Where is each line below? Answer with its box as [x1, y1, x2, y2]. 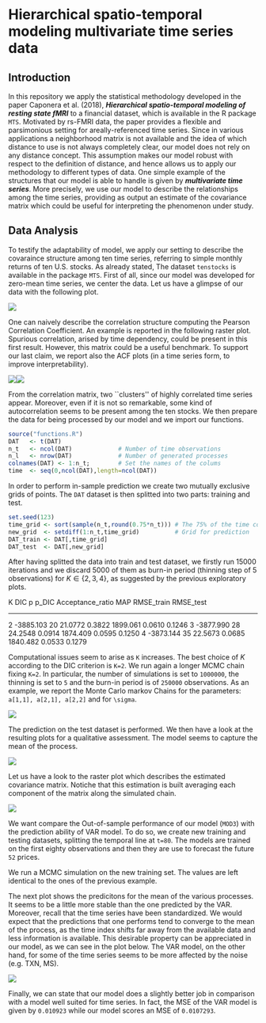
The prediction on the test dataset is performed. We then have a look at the [8, 724, 253, 734]
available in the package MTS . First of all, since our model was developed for [8, 270, 255, 280]
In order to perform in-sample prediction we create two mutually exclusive [8, 481, 250, 491]
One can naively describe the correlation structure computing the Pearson [8, 317, 251, 326]
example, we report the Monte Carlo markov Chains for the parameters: [8, 686, 241, 696]
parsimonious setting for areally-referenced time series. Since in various [8, 125, 244, 135]
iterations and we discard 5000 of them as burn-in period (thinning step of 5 [8, 565, 257, 575]
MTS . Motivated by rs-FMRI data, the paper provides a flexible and [8, 117, 222, 126]
